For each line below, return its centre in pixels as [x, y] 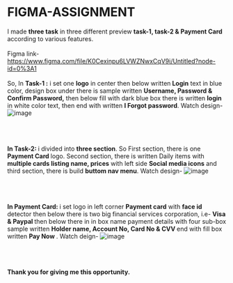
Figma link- [23, 54]
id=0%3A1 [22, 68]
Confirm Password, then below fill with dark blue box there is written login [115, 98]
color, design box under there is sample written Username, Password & [110, 91]
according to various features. [50, 38]
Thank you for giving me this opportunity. [69, 272]
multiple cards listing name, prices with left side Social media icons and [112, 163]
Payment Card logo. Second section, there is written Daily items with [106, 156]
